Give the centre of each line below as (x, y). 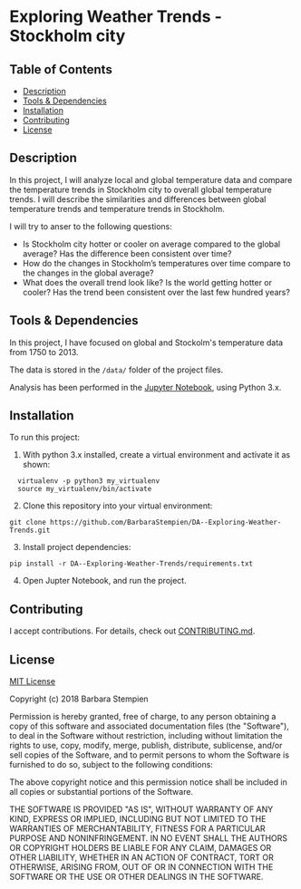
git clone (28, 523)
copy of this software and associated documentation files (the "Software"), (150, 726)
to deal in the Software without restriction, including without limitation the (146, 736)
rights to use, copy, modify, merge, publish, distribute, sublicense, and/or (146, 746)
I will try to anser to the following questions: (91, 226)
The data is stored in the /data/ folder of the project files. (117, 370)
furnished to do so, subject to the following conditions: (111, 765)
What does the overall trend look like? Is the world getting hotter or (147, 282)
